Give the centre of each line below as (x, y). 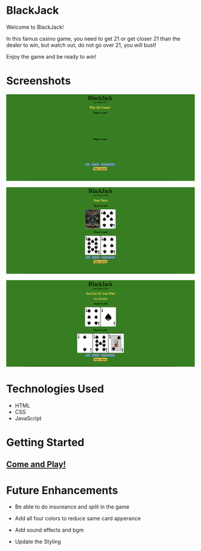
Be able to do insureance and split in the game (72, 507)
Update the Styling (38, 542)
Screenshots (39, 81)
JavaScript (28, 418)
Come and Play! (36, 464)
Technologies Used (55, 389)
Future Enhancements (62, 490)
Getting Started (45, 442)
